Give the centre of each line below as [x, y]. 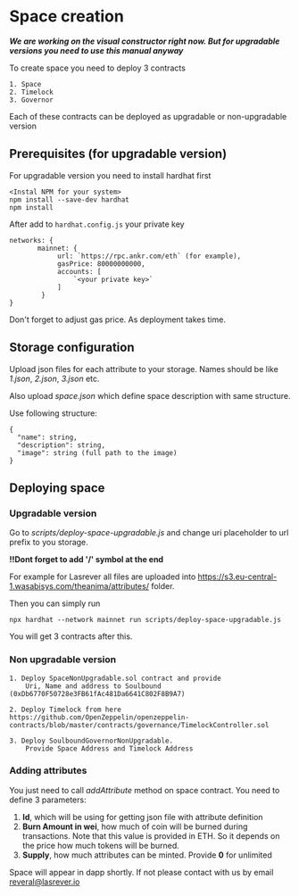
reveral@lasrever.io [45, 882]
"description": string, [61, 445]
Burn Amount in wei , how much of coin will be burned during [135, 826]
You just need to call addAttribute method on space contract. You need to [145, 790]
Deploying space [57, 488]
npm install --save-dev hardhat [69, 199]
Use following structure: [54, 413]
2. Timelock [31, 92]
